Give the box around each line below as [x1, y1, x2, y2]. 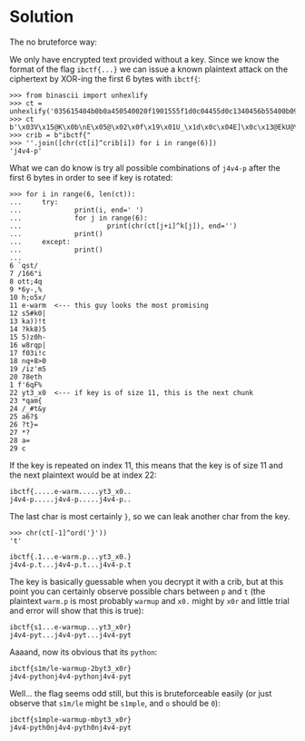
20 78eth [9, 372, 43, 381]
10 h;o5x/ [9, 292, 47, 301]
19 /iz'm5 [9, 364, 47, 373]
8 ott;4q [9, 277, 43, 286]
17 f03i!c [9, 348, 47, 358]
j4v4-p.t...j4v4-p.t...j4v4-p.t [9, 560, 132, 569]
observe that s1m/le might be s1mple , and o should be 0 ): [9, 697, 221, 708]
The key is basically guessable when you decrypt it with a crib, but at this [9, 576, 284, 587]
